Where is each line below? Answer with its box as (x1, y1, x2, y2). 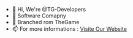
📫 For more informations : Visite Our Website (12, 25, 127, 33)
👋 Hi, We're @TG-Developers (12, 6, 86, 13)
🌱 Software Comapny (12, 12, 66, 19)
